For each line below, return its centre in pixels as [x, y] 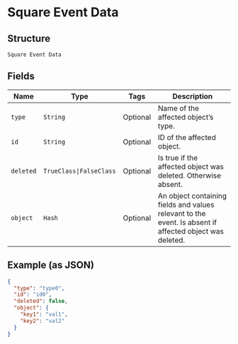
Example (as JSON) [51, 265]
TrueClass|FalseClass [80, 171]
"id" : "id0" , [33, 294]
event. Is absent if [188, 222]
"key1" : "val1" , [44, 314]
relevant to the [182, 213]
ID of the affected [187, 137]
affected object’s [186, 117]
